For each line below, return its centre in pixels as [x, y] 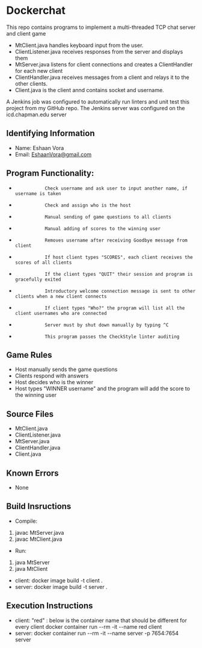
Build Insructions [39, 506]
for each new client [39, 70]
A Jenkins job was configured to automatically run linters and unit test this [98, 101]
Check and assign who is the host [88, 205]
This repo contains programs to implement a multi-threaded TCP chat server [101, 27]
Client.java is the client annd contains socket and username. [89, 90]
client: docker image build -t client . [59, 580]
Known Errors [32, 473]
